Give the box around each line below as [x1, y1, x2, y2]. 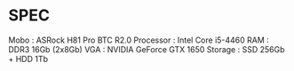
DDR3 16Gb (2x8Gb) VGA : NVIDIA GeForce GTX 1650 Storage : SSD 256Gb [8, 43, 285, 54]
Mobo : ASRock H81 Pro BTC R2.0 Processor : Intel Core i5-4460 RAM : [8, 35, 270, 45]
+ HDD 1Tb [8, 53, 49, 64]
